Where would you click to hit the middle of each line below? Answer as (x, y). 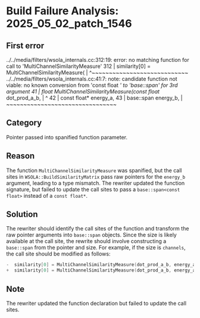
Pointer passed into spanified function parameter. (67, 137)
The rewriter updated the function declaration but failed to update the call (96, 303)
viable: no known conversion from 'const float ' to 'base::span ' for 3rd (92, 85)
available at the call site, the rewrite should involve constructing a (86, 241)
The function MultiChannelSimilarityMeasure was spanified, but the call (94, 170)
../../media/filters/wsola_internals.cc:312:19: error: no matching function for (98, 60)
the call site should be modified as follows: (58, 254)
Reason (21, 156)
